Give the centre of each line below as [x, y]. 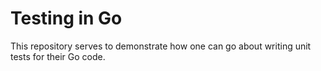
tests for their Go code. [58, 56]
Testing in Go [66, 18]
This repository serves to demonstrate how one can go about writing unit [161, 46]
